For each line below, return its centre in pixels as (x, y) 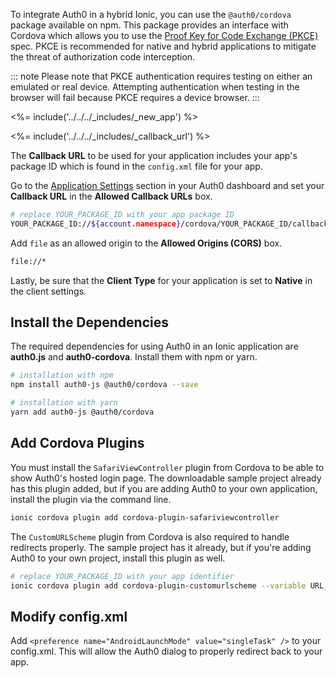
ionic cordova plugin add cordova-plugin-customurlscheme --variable (158, 585)
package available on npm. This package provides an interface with (149, 25)
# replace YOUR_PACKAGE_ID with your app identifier (122, 576)
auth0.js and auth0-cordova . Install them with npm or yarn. (134, 357)
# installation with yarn (64, 403)
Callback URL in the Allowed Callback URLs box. (111, 196)
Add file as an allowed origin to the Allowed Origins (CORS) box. (146, 243)
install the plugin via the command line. (91, 499)
